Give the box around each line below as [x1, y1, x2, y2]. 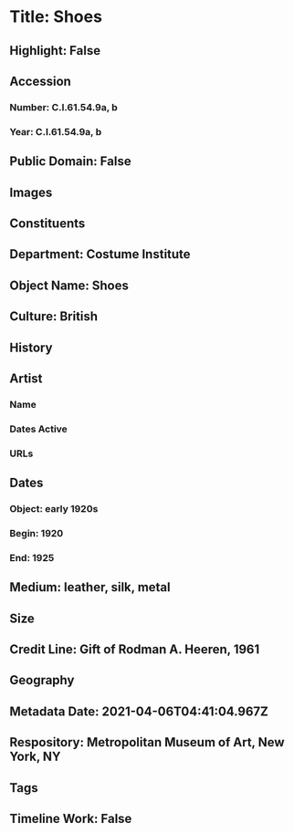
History [9, 339, 53, 355]
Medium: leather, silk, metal [9, 579, 171, 595]
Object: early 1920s [9, 503, 99, 515]
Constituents [9, 215, 86, 231]
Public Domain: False [9, 153, 131, 170]
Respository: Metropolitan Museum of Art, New [9, 734, 285, 750]
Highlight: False [9, 43, 101, 58]
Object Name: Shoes [9, 277, 130, 293]
